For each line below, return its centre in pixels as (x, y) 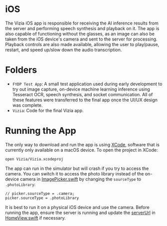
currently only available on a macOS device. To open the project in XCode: (82, 150)
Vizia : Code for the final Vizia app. (48, 110)
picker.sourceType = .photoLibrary (42, 198)
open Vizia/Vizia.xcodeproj (34, 159)
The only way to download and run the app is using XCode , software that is (82, 144)
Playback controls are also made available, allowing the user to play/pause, (82, 44)
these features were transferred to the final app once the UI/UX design (85, 100)
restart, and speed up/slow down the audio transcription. (64, 50)
